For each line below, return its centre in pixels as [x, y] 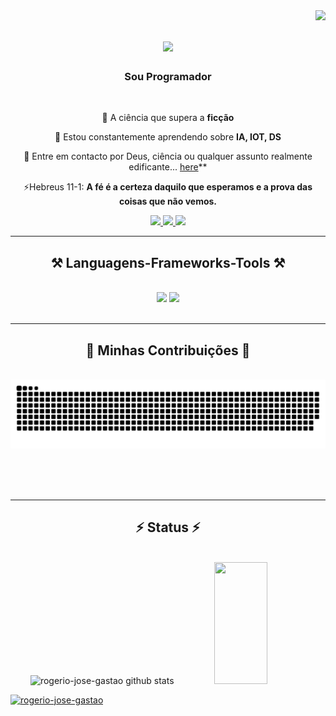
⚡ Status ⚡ [168, 527]
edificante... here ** [168, 167]
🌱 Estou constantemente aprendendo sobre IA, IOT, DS [168, 137]
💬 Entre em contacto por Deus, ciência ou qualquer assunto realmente [168, 156]
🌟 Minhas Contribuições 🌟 [168, 350]
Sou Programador [168, 77]
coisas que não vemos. [168, 201]
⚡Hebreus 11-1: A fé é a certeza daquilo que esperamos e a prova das [168, 187]
